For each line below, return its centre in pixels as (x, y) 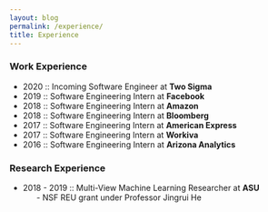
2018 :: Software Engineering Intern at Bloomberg (115, 116)
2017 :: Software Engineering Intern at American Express (130, 125)
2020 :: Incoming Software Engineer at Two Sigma (117, 86)
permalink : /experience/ (56, 26)
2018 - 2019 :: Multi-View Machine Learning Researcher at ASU (141, 187)
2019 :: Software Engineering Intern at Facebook (114, 96)
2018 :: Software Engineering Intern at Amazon (110, 106)
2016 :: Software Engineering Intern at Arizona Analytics (129, 144)
